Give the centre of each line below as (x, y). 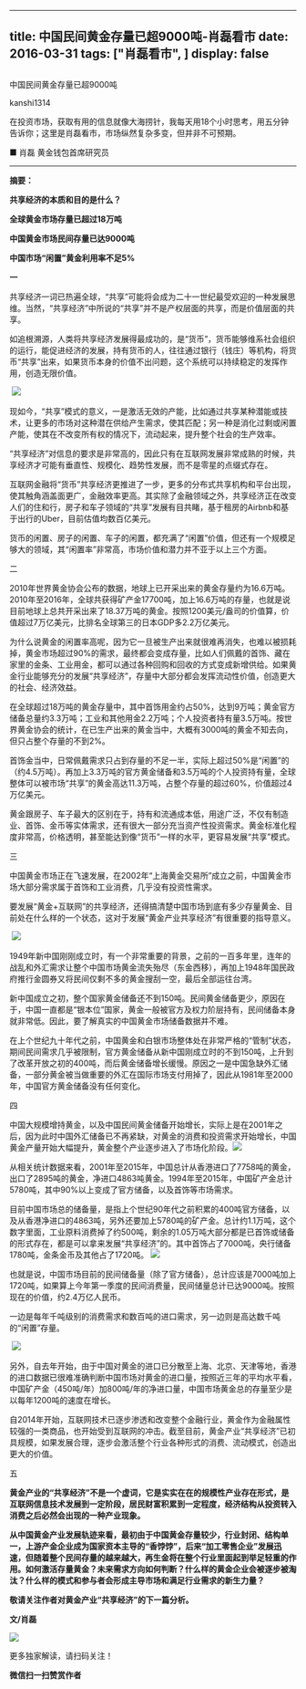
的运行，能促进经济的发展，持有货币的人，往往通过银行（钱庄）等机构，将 (149, 350)
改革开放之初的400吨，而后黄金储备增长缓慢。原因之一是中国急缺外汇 (148, 1063)
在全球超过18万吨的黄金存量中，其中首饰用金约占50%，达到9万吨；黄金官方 (153, 706)
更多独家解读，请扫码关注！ (61, 1655)
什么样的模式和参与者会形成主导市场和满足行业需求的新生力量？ (145, 1580)
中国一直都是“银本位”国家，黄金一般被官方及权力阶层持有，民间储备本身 (160, 1009)
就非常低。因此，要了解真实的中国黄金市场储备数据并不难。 (121, 1021)
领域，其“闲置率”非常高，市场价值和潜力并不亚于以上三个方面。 (153, 549)
